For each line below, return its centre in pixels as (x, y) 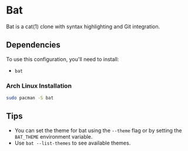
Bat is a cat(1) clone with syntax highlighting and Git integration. (83, 26)
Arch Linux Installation (39, 86)
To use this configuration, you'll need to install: (63, 59)
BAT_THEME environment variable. (53, 136)
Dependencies (33, 45)
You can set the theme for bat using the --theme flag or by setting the (98, 130)
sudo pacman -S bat (30, 98)
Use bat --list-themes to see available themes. (73, 143)
